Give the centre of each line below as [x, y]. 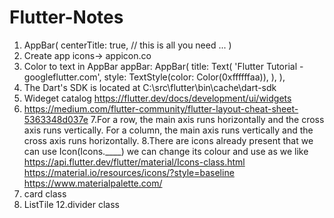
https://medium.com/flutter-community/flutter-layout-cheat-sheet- [161, 108]
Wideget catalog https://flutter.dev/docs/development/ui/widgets [157, 98]
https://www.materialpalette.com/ [93, 183]
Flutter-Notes [66, 17]
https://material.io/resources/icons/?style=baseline [129, 172]
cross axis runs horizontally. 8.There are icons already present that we [168, 140]
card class [45, 193]
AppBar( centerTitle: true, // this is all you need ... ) [127, 45]
